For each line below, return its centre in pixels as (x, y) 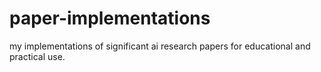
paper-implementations (110, 18)
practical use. (37, 56)
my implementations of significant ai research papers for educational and (160, 46)
